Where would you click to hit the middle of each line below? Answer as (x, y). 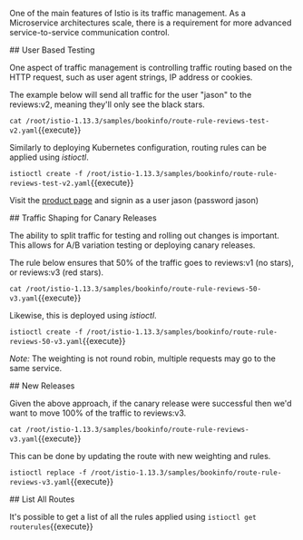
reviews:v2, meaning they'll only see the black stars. (108, 104)
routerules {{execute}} (51, 526)
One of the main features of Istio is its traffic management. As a (128, 13)
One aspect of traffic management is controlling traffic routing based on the (151, 68)
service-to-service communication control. (90, 32)
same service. (36, 368)
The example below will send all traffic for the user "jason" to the (131, 95)
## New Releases (42, 386)
